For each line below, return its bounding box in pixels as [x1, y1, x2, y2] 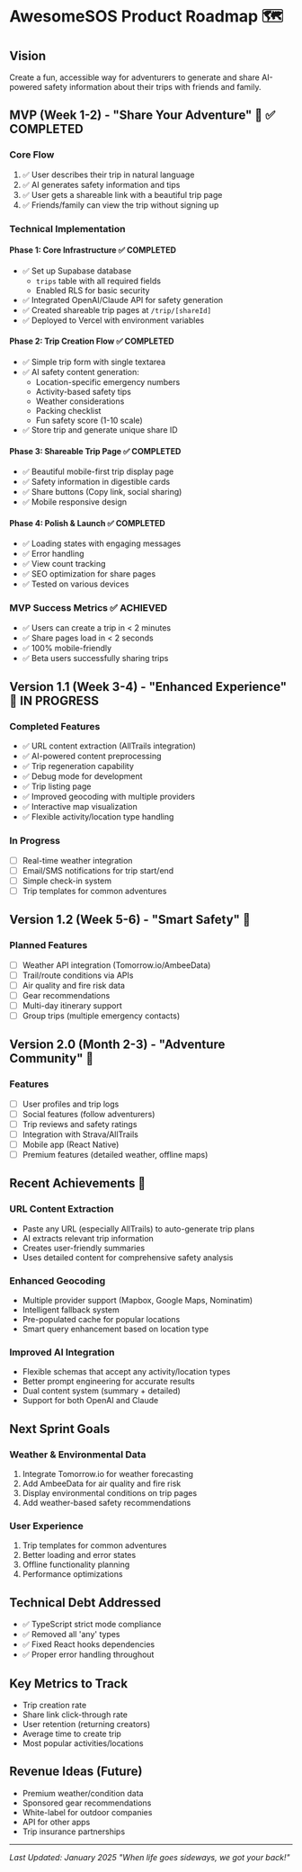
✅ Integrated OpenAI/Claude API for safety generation [22, 294, 224, 305]
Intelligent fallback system [22, 1304, 120, 1315]
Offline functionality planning [22, 1559, 130, 1570]
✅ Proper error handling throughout [22, 1649, 155, 1660]
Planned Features [9, 939, 88, 952]
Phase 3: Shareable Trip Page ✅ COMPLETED [9, 445, 182, 456]
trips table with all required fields [35, 275, 162, 286]
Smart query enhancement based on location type [22, 1323, 209, 1335]
